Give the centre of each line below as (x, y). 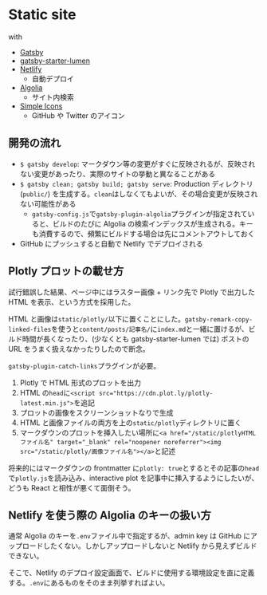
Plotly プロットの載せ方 (66, 272)
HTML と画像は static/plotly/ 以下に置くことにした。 (97, 319)
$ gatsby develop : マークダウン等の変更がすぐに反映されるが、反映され (137, 164)
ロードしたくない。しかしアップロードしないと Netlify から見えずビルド (139, 546)
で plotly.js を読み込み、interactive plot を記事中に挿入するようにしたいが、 (133, 478)
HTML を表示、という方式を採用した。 (72, 301)
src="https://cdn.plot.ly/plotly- (156, 393)
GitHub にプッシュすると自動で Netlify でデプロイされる (111, 243)
